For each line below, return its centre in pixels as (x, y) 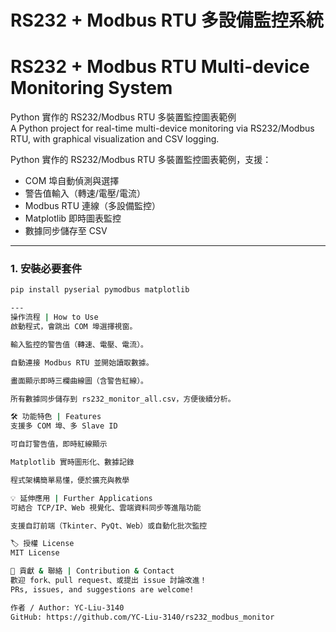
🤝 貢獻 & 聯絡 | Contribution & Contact (92, 571)
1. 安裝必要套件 (46, 269)
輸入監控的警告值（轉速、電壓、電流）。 (79, 344)
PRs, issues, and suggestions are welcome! (102, 589)
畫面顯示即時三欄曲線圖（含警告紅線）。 (79, 381)
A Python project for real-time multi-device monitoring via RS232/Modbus (162, 128)
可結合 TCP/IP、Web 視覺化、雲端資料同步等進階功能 (106, 507)
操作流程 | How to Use (54, 317)
